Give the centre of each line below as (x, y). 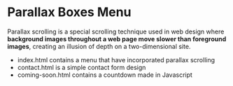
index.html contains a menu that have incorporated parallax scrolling (116, 59)
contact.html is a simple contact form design (82, 67)
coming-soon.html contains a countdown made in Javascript (105, 75)
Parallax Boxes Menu (69, 12)
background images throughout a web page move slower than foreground (117, 38)
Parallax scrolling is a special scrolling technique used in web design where (116, 31)
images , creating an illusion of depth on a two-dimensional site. (99, 46)
